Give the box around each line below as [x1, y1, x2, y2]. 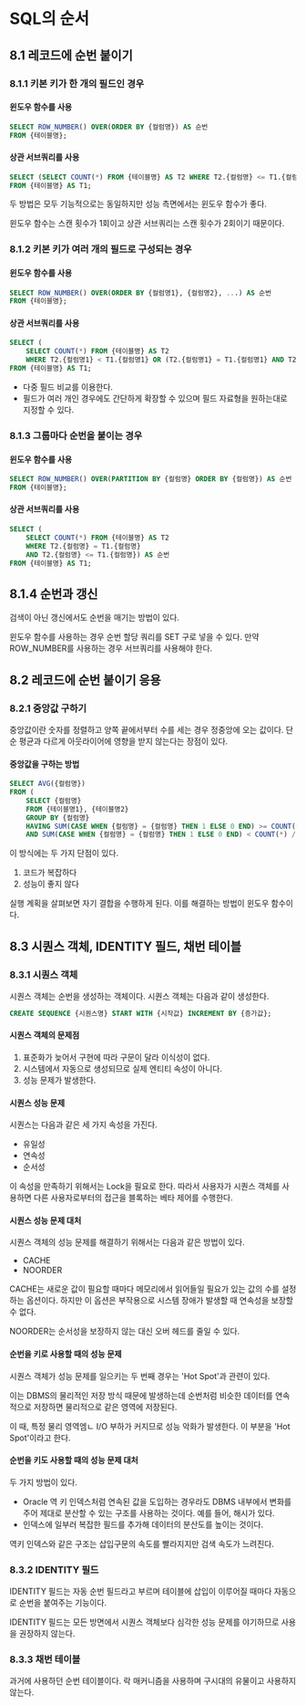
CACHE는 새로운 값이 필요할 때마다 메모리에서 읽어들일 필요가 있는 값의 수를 [9, 1283, 280, 1294]
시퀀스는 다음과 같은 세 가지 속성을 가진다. [9, 1119, 158, 1130]
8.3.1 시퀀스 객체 [9, 968, 78, 981]
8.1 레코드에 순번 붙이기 [9, 47, 134, 63]
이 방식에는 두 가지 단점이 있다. [9, 848, 119, 859]
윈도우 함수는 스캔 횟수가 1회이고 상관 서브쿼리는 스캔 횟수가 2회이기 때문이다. [9, 218, 285, 229]
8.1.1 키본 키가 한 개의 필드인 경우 [9, 77, 145, 89]
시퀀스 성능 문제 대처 [9, 1215, 82, 1226]
